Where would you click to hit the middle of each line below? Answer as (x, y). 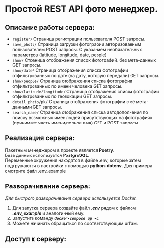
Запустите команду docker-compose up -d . (56, 218)
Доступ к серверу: (36, 239)
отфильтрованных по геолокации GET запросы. (62, 96)
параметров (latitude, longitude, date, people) (59, 55)
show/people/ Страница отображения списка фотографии (72, 81)
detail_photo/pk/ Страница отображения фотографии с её (74, 102)
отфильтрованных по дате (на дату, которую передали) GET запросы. (86, 76)
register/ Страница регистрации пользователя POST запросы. (79, 39)
